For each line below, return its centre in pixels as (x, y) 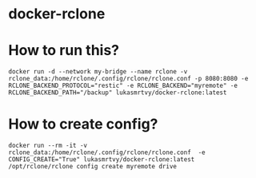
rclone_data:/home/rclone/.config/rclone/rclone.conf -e (107, 152)
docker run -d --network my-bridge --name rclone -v (98, 72)
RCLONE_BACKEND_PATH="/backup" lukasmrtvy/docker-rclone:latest (118, 93)
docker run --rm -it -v (48, 146)
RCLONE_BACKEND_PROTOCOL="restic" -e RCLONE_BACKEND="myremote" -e (123, 86)
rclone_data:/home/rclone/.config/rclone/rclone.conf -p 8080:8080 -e (128, 79)
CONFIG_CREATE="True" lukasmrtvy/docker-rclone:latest (102, 160)
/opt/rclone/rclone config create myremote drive (93, 167)
